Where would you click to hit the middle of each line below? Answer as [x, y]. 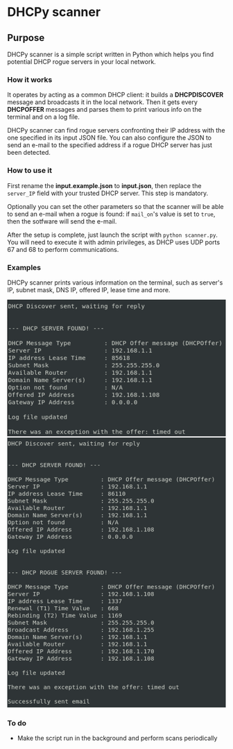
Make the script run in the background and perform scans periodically [117, 738]
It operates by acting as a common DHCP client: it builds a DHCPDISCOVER [115, 95]
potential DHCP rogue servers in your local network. [81, 62]
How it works [30, 79]
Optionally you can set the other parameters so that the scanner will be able [115, 206]
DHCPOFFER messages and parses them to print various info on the [105, 110]
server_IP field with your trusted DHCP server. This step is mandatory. [108, 193]
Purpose [26, 38]
